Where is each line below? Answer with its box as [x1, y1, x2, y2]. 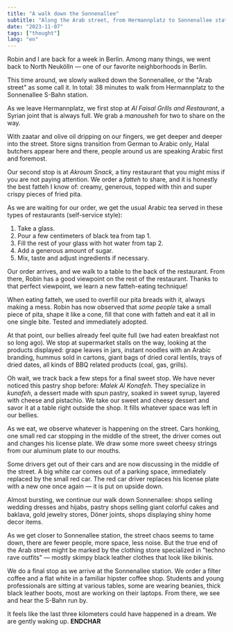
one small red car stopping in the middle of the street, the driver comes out [7, 432, 222, 440]
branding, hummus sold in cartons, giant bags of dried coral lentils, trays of [7, 354, 223, 362]
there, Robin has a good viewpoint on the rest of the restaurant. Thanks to [7, 275, 218, 283]
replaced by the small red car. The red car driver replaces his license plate [7, 475, 220, 483]
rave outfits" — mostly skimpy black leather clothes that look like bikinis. [7, 554, 214, 562]
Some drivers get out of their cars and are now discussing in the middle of [7, 460, 220, 469]
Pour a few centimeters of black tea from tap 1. [17, 232, 151, 240]
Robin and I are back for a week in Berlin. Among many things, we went [7, 55, 211, 63]
